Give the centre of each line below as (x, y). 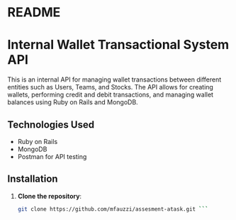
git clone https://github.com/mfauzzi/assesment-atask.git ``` (113, 209)
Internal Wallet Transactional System (118, 45)
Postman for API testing (52, 156)
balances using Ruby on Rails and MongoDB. (73, 102)
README (34, 12)
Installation (33, 179)
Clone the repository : (50, 196)
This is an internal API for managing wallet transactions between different (114, 79)
